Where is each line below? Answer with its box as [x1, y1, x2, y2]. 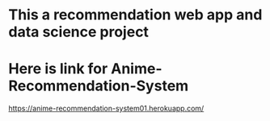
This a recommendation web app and [8, 6, 263, 24]
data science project [8, 23, 150, 41]
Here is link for [8, 60, 108, 78]
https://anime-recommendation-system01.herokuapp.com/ [8, 103, 205, 114]
